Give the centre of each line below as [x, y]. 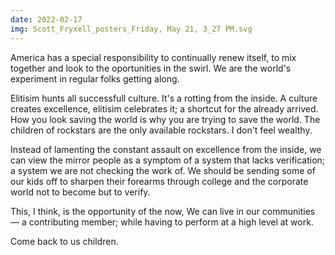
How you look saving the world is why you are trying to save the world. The [165, 119]
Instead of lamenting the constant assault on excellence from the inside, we [166, 149]
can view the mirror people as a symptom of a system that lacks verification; [168, 160]
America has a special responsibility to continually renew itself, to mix [153, 57]
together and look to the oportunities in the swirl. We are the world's [151, 68]
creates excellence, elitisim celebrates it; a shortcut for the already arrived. [164, 108]
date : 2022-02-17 [46, 19]
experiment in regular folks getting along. [95, 78]
